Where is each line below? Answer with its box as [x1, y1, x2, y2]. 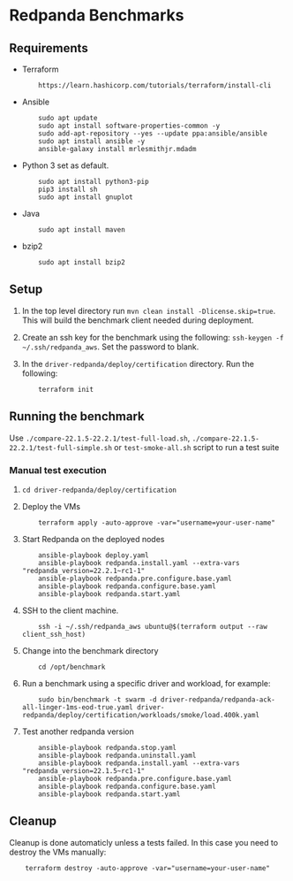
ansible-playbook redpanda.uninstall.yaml [38, 751, 197, 760]
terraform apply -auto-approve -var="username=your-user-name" [38, 518, 275, 527]
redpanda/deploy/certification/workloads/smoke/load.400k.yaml [21, 710, 260, 719]
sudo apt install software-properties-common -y [38, 121, 221, 130]
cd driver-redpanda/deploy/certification [21, 486, 177, 494]
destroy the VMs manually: [9, 847, 107, 857]
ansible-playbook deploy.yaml [38, 550, 149, 560]
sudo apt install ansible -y [38, 137, 146, 146]
